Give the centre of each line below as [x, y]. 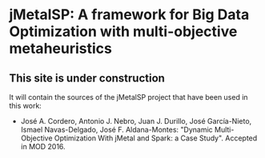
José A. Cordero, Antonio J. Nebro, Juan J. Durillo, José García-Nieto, [136, 121]
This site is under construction [87, 78]
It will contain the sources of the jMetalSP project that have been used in [128, 97]
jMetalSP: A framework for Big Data [129, 15]
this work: [26, 106]
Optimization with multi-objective [123, 32]
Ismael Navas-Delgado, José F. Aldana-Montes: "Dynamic [116, 130]
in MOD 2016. [43, 146]
